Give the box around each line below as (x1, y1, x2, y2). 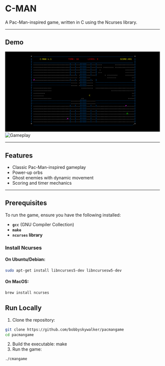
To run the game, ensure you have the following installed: (5, 212, 121, 218)
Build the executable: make (12, 341, 67, 347)
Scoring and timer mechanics (12, 180, 72, 186)
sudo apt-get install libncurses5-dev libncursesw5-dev (5, 268, 122, 273)
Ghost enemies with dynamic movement (12, 174, 94, 180)
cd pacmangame (5, 332, 34, 337)
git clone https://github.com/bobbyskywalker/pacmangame (5, 327, 124, 332)
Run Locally (5, 304, 42, 312)
